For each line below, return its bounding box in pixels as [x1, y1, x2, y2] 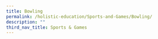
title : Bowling [6, 8, 43, 14]
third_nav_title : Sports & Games [6, 24, 87, 30]
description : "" [6, 19, 45, 25]
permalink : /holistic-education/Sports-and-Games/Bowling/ [6, 14, 153, 19]
